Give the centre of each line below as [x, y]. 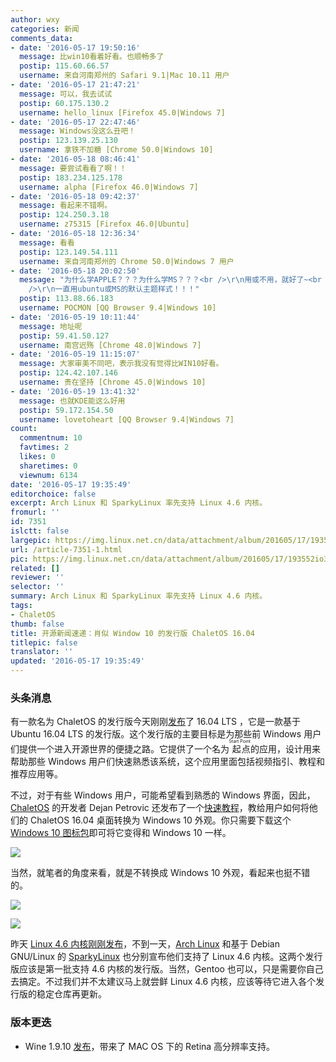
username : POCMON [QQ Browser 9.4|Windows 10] [118, 308]
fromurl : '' [35, 512]
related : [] [35, 568]
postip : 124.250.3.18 [64, 215]
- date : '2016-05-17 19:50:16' [75, 47]
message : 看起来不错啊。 [66, 206]
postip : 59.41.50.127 [64, 336]
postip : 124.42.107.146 [68, 373]
